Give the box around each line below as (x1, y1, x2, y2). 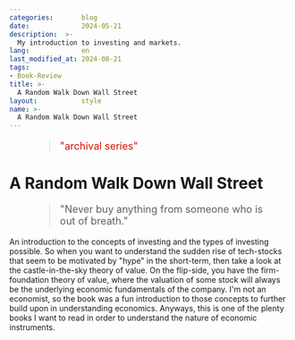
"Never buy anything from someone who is (59, 203, 264, 216)
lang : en (9, 47, 90, 55)
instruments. (9, 322, 55, 333)
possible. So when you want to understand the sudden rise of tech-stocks (9, 246, 282, 257)
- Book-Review (9, 72, 63, 81)
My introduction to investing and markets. (17, 38, 181, 47)
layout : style (9, 96, 102, 106)
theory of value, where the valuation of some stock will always (50, 275, 281, 285)
